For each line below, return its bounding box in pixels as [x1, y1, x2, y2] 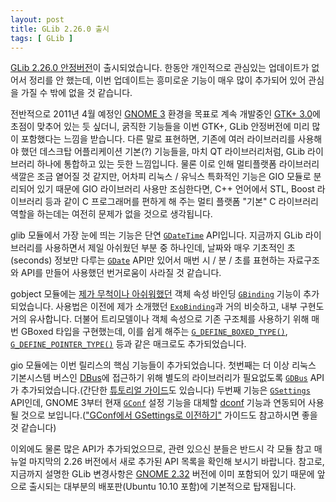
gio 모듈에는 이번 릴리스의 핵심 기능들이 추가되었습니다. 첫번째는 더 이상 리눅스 [10, 359, 317, 371]
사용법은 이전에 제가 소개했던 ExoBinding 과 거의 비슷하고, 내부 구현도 [55, 301, 325, 313]
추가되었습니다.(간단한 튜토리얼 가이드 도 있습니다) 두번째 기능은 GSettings [20, 384, 311, 396]
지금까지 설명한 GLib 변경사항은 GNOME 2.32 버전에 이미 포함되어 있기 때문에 [10, 468, 315, 480]
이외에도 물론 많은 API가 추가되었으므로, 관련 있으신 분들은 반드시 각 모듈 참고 [10, 443, 312, 455]
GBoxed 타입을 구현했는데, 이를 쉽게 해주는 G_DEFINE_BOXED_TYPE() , [20, 326, 288, 338]
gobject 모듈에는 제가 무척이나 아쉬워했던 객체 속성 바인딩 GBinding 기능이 [10, 288, 302, 300]
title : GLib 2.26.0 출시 [10, 24, 110, 34]
